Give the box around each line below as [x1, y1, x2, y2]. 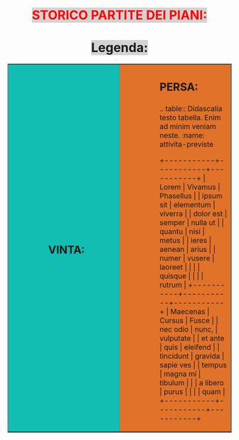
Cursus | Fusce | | [159, 315, 219, 325]
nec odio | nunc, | [159, 324, 218, 334]
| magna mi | [159, 369, 201, 379]
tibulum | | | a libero [159, 377, 224, 387]
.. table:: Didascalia [159, 103, 223, 113]
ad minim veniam [159, 121, 217, 131]
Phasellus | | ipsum [159, 191, 223, 201]
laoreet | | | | [159, 262, 201, 272]
